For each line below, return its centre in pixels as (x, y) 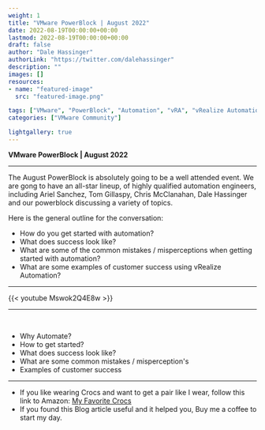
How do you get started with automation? (87, 233)
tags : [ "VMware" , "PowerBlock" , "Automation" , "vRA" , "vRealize (116, 111)
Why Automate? (46, 336)
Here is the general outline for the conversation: (86, 217)
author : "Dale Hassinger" (50, 52)
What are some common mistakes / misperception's (104, 361)
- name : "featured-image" (50, 89)
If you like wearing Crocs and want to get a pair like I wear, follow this (132, 392)
